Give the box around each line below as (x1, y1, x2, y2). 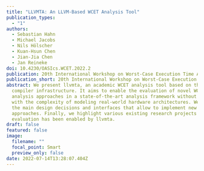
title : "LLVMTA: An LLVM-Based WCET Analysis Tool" (6, 8, 140, 15)
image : (6, 133, 23, 139)
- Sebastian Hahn (12, 32, 56, 38)
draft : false (6, 122, 39, 128)
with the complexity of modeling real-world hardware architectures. (12, 99, 191, 105)
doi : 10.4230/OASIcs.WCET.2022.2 (6, 65, 91, 72)
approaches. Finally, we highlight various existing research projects (12, 110, 197, 116)
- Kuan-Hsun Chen (12, 49, 56, 55)
